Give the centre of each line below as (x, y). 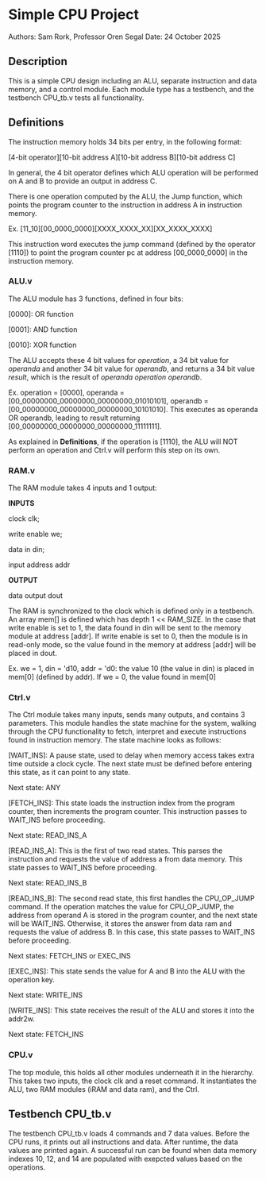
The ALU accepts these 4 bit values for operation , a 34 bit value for (118, 360)
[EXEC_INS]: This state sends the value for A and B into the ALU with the (127, 971)
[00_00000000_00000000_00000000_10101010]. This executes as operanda (133, 409)
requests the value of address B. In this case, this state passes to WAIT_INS (132, 932)
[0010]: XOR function (42, 345)
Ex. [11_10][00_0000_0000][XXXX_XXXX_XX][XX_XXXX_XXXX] (110, 229)
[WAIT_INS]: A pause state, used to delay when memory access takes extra (132, 755)
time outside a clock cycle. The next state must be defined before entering (130, 764)
